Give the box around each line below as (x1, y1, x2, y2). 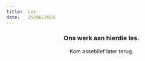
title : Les (6, 8, 36, 15)
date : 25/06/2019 (6, 14, 56, 20)
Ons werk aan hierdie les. (63, 34, 140, 42)
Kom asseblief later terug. (69, 47, 134, 54)
